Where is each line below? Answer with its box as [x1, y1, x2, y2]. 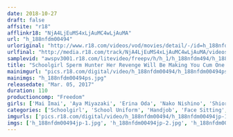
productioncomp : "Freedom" [7, 94, 85, 101]
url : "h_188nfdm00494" [7, 36, 73, 43]
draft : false [7, 17, 45, 24]
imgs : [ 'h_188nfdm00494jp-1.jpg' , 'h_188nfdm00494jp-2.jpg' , [7, 119, 188, 127]
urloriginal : [7, 42, 45, 49]
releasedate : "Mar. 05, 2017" [7, 81, 95, 88]
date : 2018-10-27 [7, 10, 58, 17]
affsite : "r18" [7, 23, 51, 30]
